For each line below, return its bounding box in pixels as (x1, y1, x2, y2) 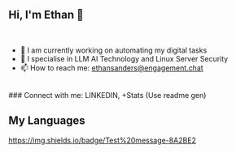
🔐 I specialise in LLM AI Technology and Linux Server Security (20, 53, 229, 63)
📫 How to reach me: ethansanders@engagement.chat (20, 62, 203, 73)
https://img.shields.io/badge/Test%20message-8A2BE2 (8, 135, 197, 145)
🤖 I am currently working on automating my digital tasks (20, 45, 208, 55)
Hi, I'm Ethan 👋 (8, 8, 84, 22)
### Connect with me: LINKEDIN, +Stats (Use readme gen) (8, 90, 207, 100)
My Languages (8, 114, 85, 128)
